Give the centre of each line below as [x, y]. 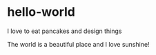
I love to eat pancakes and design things [65, 31]
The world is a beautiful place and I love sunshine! [78, 44]
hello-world [41, 12]
